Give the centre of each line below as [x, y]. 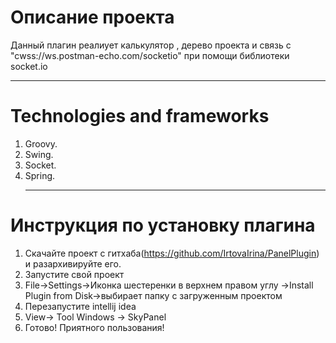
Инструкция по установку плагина [163, 225]
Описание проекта [92, 17]
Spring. [40, 175]
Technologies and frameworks [140, 116]
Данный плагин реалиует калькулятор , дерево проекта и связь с [151, 45]
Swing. [39, 154]
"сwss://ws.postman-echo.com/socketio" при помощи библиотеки [150, 55]
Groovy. [41, 143]
